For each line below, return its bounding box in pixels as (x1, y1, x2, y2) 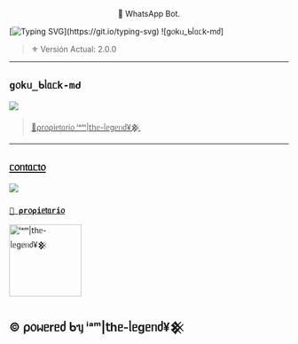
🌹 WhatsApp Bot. (118, 9, 180, 19)
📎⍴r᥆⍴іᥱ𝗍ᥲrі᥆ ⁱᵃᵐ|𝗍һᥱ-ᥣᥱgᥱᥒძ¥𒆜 (30, 121, 141, 132)
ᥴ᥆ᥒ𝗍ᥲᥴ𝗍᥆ (9, 160, 46, 174)
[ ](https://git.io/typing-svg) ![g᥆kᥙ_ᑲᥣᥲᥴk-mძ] (9, 27, 224, 36)
